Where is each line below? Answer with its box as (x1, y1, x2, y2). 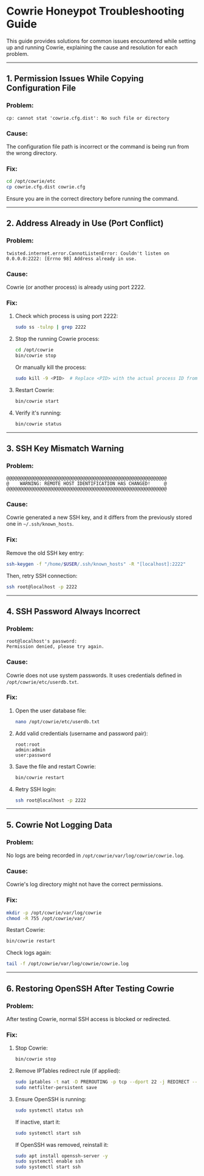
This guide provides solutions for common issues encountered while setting (6, 37, 196, 44)
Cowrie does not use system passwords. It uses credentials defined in (6, 672, 182, 679)
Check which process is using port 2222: (15, 312, 118, 320)
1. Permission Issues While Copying (6, 74, 144, 84)
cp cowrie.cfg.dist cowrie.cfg (6, 184, 86, 190)
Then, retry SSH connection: (6, 572, 78, 579)
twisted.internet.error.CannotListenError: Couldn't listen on (6, 250, 170, 256)
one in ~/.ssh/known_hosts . (6, 520, 74, 528)
